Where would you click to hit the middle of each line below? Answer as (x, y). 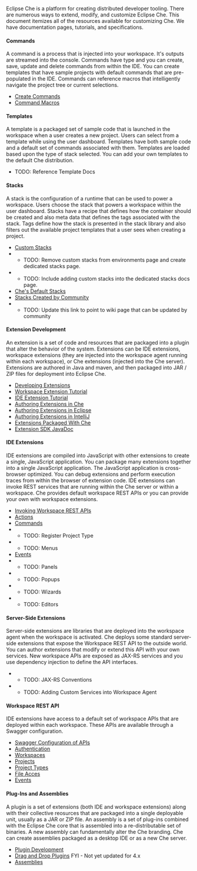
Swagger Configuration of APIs (52, 743)
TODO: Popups (41, 579)
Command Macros (37, 103)
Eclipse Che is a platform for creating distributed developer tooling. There (95, 9)
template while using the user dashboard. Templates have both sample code (98, 142)
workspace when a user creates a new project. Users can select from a (93, 135)
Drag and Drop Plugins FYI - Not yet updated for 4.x (78, 856)
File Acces (27, 774)
